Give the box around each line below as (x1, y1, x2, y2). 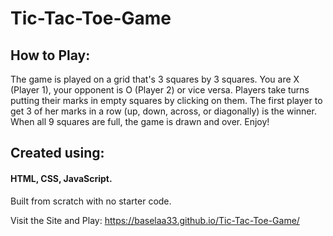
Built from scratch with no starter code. (10, 195, 172, 207)
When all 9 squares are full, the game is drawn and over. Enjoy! (10, 116, 270, 127)
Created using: (10, 145, 105, 162)
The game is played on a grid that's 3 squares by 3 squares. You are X (10, 73, 300, 85)
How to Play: (10, 47, 91, 64)
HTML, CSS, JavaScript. (10, 172, 113, 184)
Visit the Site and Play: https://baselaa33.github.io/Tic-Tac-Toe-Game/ (10, 214, 300, 226)
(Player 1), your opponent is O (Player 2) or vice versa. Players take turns (10, 84, 310, 96)
